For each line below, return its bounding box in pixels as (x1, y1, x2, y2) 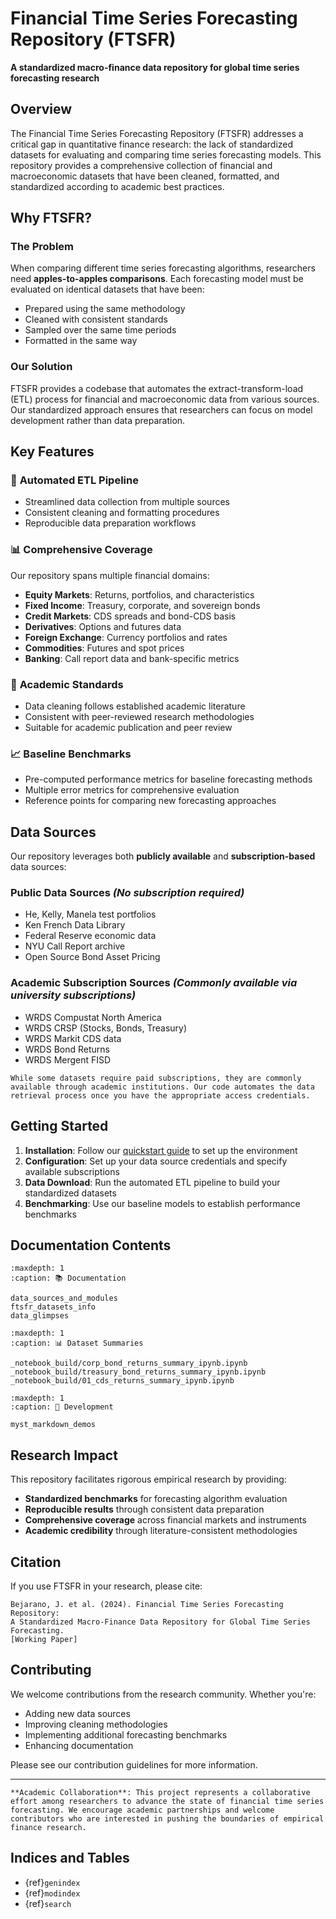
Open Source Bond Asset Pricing (24, 951, 161, 963)
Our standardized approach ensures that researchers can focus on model (10, 403, 313, 416)
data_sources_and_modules (10, 1293, 118, 1304)
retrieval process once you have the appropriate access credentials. (10, 1090, 311, 1101)
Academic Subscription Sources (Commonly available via (10, 976, 298, 990)
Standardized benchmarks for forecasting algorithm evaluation (24, 1493, 288, 1505)
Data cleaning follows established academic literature (24, 700, 246, 712)
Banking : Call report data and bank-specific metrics (24, 652, 240, 664)
